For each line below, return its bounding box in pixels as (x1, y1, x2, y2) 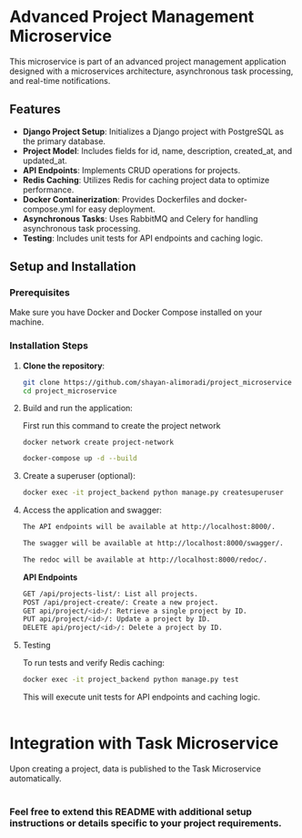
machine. (9, 316, 45, 327)
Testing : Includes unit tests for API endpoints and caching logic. (22, 233, 264, 243)
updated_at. (22, 155, 68, 166)
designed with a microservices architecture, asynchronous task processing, (9, 66, 294, 77)
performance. (22, 184, 75, 195)
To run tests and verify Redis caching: (22, 657, 166, 668)
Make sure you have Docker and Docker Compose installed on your (9, 307, 263, 318)
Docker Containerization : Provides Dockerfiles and (22, 193, 216, 204)
